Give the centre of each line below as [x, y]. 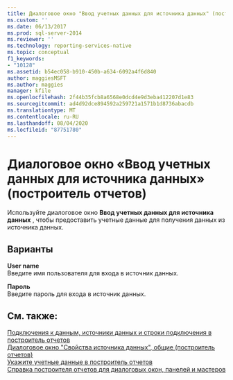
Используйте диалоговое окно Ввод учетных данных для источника [110, 213]
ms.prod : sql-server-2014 [44, 33]
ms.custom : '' [28, 20]
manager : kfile [29, 91]
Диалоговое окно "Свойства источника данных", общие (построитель [111, 347]
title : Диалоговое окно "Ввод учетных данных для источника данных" [108, 14]
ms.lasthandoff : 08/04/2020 [48, 123]
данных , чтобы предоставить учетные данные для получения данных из [116, 220]
